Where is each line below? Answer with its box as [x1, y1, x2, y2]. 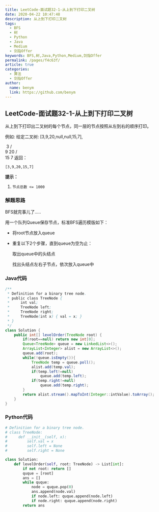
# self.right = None [5, 448, 65, 453]
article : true [5, 62, 34, 67]
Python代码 [5, 414, 33, 421]
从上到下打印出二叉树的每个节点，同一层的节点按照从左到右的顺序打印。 [5, 123, 151, 129]
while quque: [23, 480, 50, 485]
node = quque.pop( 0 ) [31, 484, 74, 490]
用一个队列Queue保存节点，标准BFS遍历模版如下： [5, 219, 108, 225]
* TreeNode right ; [7, 309, 54, 315]
